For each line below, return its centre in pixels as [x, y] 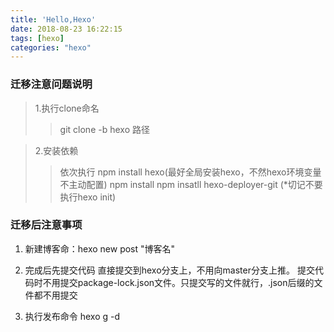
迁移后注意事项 [46, 225]
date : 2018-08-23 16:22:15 [66, 29]
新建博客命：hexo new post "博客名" [100, 248]
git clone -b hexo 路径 [104, 129]
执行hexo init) [88, 197]
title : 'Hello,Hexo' [53, 19]
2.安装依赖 [56, 150]
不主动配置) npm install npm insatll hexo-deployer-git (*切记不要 [191, 184]
